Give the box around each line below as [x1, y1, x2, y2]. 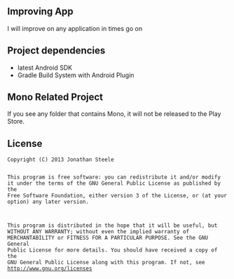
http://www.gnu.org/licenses [7, 265, 92, 273]
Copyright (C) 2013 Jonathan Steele [7, 156, 114, 164]
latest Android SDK [17, 63, 72, 72]
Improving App [7, 6, 74, 18]
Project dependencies [7, 45, 106, 57]
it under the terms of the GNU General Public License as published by [7, 180, 221, 187]
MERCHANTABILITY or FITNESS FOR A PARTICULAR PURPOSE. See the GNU [7, 235, 209, 242]
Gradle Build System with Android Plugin [17, 70, 135, 79]
